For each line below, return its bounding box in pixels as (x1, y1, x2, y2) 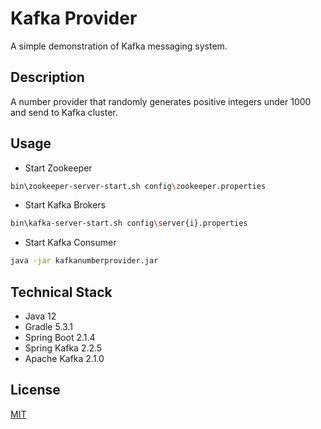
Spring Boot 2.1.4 (24, 332, 96, 343)
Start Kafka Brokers (24, 199, 107, 211)
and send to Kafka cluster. (10, 106, 118, 118)
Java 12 (24, 310, 57, 322)
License (10, 382, 61, 399)
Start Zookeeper (24, 162, 93, 174)
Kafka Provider (10, 7, 138, 30)
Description (10, 69, 85, 86)
